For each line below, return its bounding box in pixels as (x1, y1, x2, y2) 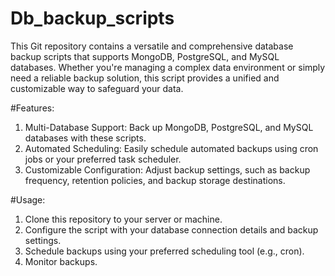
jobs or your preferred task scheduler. (24, 153, 182, 165)
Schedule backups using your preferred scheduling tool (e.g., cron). (24, 245, 305, 257)
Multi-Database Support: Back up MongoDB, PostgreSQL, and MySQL (24, 121, 314, 133)
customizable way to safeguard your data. (10, 82, 184, 94)
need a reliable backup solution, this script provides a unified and (10, 72, 280, 84)
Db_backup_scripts (10, 7, 175, 30)
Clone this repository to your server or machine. (24, 213, 223, 225)
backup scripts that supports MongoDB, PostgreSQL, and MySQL (10, 50, 280, 62)
